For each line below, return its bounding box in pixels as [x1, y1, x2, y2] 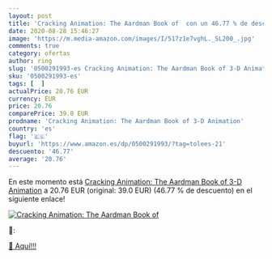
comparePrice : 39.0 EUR [8, 110, 89, 118]
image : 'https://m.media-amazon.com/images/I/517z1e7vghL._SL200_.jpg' [8, 34, 255, 43]
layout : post [8, 11, 53, 20]
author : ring [8, 57, 53, 66]
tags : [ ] [8, 79, 45, 87]
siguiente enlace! [8, 194, 66, 204]
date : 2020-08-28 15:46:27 [8, 27, 100, 35]
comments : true [8, 42, 60, 50]
